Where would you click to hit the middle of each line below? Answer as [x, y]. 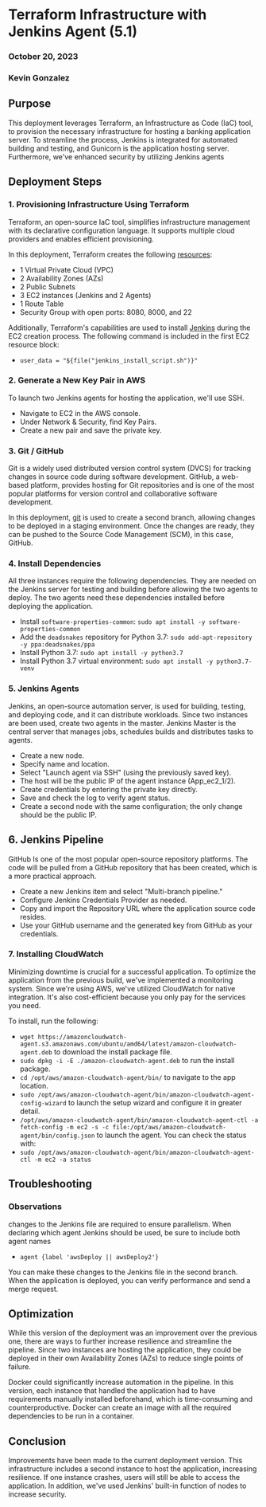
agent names [30, 1241]
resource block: [34, 344]
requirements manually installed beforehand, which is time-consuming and [130, 1399]
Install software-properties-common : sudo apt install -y [112, 622]
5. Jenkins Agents [44, 689]
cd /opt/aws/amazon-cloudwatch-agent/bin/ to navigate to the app [127, 1077]
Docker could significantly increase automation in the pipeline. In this [121, 1382]
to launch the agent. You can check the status [172, 1135]
